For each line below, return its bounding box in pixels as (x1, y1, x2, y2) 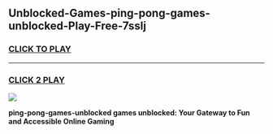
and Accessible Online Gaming (8, 116, 115, 126)
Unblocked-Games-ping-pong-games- (8, 6, 211, 20)
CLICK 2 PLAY (8, 74, 65, 85)
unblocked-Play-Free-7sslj (8, 19, 146, 33)
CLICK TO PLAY (8, 44, 71, 55)
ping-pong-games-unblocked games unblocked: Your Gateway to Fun (8, 107, 250, 117)
